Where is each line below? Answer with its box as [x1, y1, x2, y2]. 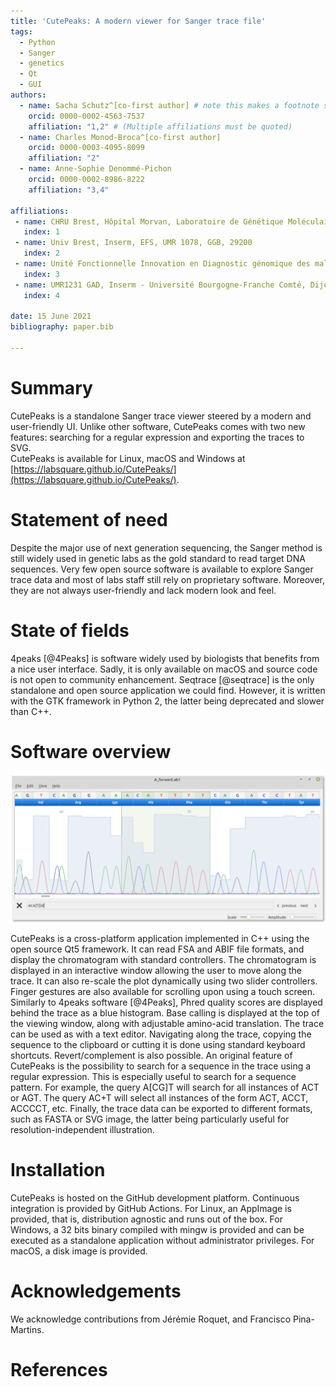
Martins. [10, 1323, 45, 1335]
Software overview [10, 740, 172, 763]
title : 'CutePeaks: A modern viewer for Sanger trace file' [10, 16, 267, 26]
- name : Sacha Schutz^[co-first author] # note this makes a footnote [19, 100, 320, 110]
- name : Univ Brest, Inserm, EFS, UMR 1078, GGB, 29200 [14, 238, 253, 248]
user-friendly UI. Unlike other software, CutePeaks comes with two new [10, 420, 306, 432]
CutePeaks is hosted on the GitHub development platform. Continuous [10, 1191, 300, 1204]
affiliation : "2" [28, 153, 101, 164]
